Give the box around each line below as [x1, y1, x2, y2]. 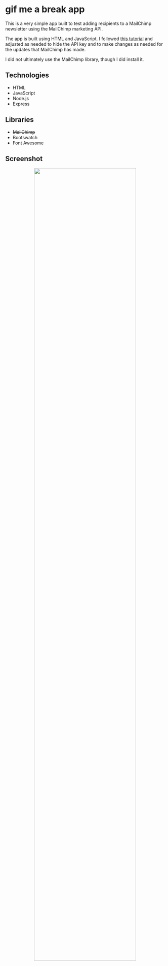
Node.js [12, 95, 29, 101]
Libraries [5, 115, 34, 124]
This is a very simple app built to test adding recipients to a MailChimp [5, 20, 152, 26]
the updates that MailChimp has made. [5, 46, 86, 52]
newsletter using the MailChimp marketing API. [5, 25, 103, 32]
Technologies [5, 71, 50, 80]
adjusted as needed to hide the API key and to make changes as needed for [5, 41, 163, 47]
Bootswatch [12, 134, 38, 140]
